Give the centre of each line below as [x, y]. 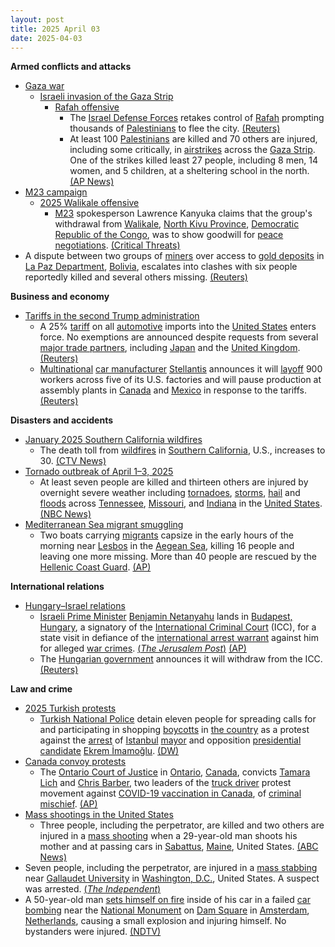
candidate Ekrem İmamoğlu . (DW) [109, 751]
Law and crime [41, 689]
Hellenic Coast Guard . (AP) [95, 567]
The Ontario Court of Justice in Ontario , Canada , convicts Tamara [175, 772]
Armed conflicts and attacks [71, 67]
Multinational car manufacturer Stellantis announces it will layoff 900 [181, 369]
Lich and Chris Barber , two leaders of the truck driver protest [165, 783]
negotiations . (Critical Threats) [117, 245]
